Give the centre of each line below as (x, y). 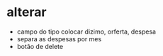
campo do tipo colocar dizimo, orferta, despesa (86, 31)
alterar (27, 12)
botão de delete (40, 46)
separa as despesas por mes (59, 38)
